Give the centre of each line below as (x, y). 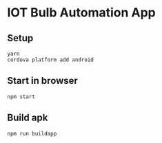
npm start (21, 97)
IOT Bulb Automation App (82, 13)
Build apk (28, 118)
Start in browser (42, 81)
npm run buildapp (32, 133)
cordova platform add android (51, 60)
